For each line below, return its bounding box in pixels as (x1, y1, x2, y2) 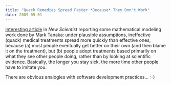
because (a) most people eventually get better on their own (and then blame (5, 42, 166, 48)
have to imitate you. (5, 64, 47, 70)
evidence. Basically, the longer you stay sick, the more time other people (5, 59, 159, 65)
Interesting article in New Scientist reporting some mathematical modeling (5, 26, 161, 32)
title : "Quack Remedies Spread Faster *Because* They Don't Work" (5, 7, 150, 13)
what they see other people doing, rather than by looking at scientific (5, 53, 151, 59)
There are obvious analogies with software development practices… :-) (5, 74, 155, 80)
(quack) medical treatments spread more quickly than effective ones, (5, 37, 151, 43)
